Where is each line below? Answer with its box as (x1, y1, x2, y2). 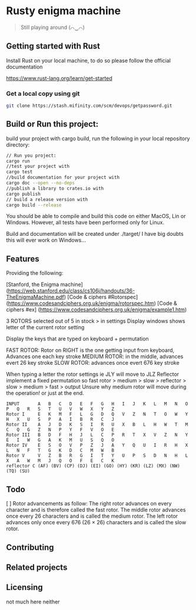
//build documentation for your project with (6, 174, 119, 181)
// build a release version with (6, 196, 88, 202)
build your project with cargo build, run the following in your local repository (6, 135, 190, 142)
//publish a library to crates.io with (6, 185, 104, 192)
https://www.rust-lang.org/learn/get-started (6, 74, 113, 82)
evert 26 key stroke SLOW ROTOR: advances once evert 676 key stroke (6, 359, 180, 366)
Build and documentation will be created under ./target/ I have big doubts (6, 231, 184, 238)
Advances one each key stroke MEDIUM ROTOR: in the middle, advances (6, 353, 184, 360)
